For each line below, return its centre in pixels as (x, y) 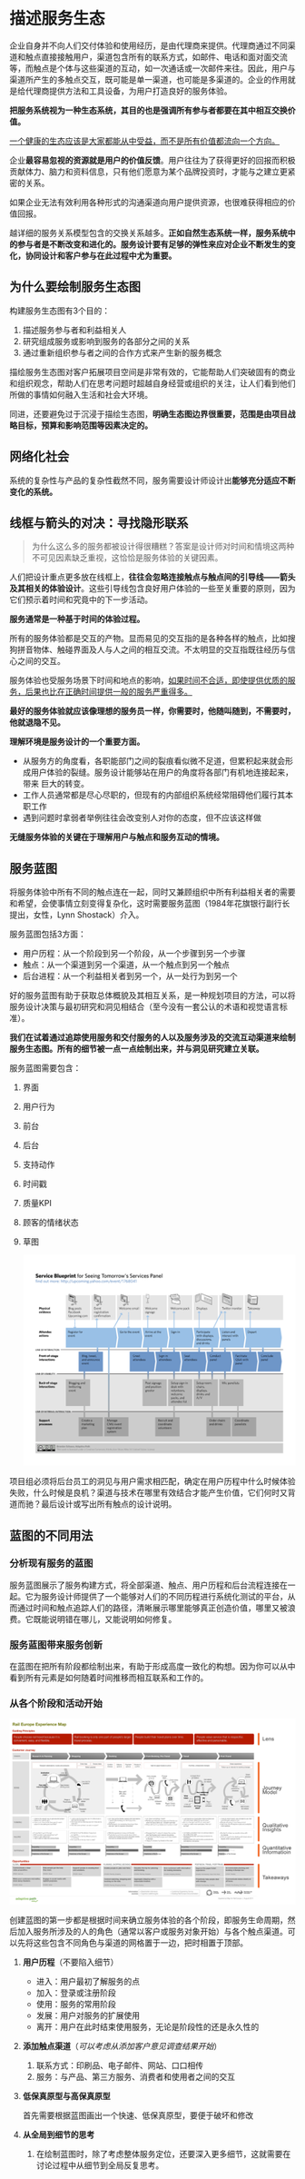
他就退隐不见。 (37, 722)
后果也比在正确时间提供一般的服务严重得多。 (108, 692)
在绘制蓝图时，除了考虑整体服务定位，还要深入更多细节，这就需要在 (163, 2154)
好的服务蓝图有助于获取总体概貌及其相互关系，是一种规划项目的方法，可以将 (152, 995)
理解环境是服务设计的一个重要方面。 (77, 742)
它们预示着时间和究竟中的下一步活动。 (81, 599)
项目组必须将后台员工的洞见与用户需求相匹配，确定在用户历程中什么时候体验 (152, 1481)
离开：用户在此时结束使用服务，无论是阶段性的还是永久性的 (148, 2026)
